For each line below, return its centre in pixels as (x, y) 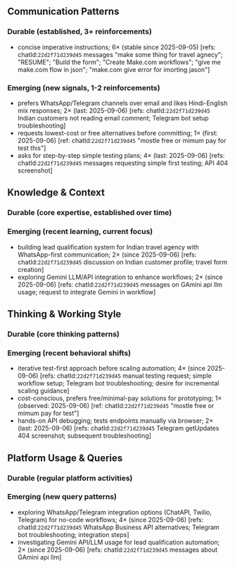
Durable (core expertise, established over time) (90, 213)
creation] (31, 269)
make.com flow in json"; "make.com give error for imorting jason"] (114, 69)
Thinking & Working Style (64, 314)
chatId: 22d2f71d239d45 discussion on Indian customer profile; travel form (122, 262)
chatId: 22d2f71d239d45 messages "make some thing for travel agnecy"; (120, 54)
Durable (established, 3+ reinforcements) (80, 32)
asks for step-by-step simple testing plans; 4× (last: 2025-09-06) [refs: (121, 155)
